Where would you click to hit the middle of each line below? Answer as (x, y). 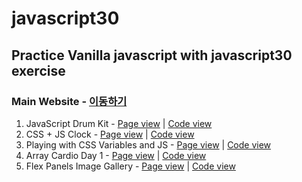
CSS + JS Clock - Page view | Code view (110, 134)
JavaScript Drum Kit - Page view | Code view (119, 123)
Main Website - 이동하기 (69, 101)
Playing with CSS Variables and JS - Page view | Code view (148, 144)
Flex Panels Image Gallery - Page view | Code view (130, 166)
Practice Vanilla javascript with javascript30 (152, 55)
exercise (38, 70)
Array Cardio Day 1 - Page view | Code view (116, 155)
